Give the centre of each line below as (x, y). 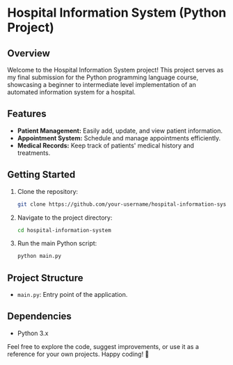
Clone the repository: (48, 191)
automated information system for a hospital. (71, 92)
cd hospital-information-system (64, 230)
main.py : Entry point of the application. (72, 295)
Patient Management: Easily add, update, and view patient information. (120, 131)
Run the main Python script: (57, 243)
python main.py (39, 256)
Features (27, 114)
